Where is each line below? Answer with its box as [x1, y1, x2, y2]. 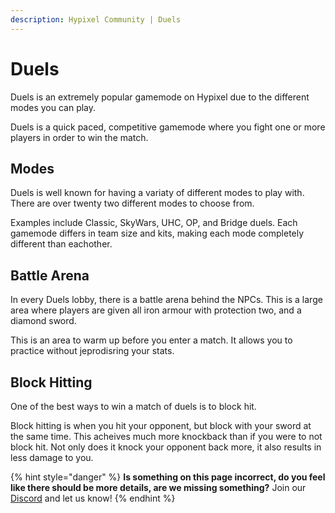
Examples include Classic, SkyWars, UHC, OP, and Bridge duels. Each [10, 217, 298, 229]
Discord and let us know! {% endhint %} [10, 492, 176, 504]
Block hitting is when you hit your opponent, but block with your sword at [10, 420, 312, 431]
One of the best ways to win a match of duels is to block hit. [10, 401, 257, 412]
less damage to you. [10, 452, 94, 463]
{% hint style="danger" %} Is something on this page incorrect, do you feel [10, 471, 326, 483]
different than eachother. [10, 238, 113, 250]
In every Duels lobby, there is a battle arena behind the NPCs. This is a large [10, 294, 323, 306]
